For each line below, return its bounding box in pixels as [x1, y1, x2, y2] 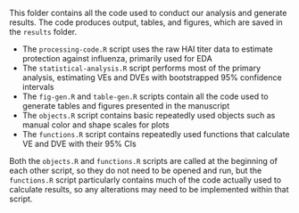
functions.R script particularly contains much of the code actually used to [9, 175, 282, 185]
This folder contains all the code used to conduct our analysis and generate [9, 8, 287, 18]
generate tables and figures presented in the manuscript [21, 101, 230, 111]
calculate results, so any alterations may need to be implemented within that [9, 184, 289, 194]
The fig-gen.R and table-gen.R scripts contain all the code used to [21, 91, 270, 102]
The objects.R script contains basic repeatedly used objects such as [21, 111, 276, 120]
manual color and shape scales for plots [21, 119, 170, 130]
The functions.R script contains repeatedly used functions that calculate [21, 129, 290, 139]
